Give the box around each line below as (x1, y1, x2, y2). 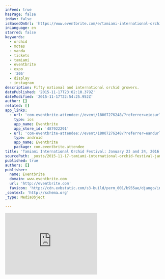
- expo (9, 67, 23, 72)
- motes (9, 44, 26, 49)
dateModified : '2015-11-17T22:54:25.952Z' (5, 94, 93, 99)
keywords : (5, 35, 26, 40)
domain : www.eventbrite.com (9, 177, 67, 182)
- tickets (9, 53, 29, 58)
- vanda (9, 48, 26, 53)
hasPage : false (5, 12, 36, 17)
